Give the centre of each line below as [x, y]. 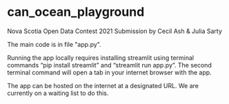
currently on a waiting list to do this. [58, 93]
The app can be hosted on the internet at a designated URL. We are [103, 85]
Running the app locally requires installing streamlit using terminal [101, 58]
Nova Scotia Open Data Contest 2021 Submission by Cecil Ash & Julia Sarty [115, 31]
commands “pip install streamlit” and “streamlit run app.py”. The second [109, 65]
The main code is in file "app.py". [54, 44]
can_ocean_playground [76, 12]
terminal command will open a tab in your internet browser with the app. [109, 72]
